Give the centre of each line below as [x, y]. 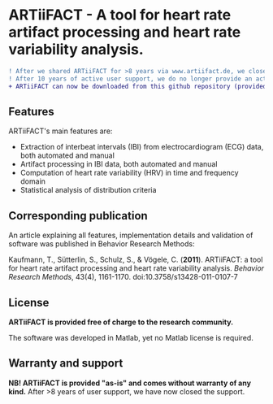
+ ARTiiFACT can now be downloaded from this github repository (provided [138, 86]
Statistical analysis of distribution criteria [88, 190]
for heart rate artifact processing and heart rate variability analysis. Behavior [136, 268]
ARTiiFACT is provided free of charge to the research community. [121, 322]
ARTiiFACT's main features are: [61, 131]
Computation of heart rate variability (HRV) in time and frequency [129, 173]
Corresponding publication [78, 216]
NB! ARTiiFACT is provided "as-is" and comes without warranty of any [130, 383]
